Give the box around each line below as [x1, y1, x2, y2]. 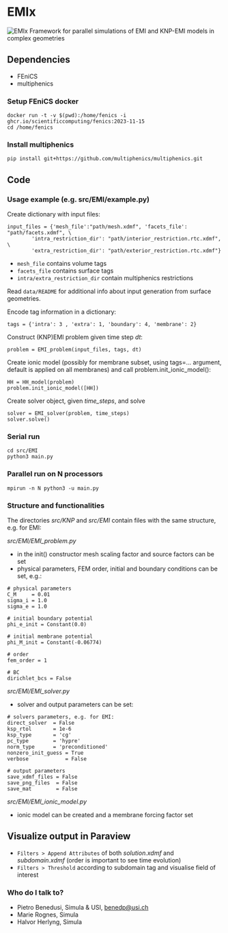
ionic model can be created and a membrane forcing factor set [16, 810, 193, 819]
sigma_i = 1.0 [7, 597, 48, 604]
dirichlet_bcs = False [7, 675, 72, 682]
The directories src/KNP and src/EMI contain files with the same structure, [7, 516, 216, 524]
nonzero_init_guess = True [7, 749, 84, 756]
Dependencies [7, 54, 70, 66]
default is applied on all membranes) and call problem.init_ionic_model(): [7, 366, 212, 374]
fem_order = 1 [7, 657, 48, 664]
